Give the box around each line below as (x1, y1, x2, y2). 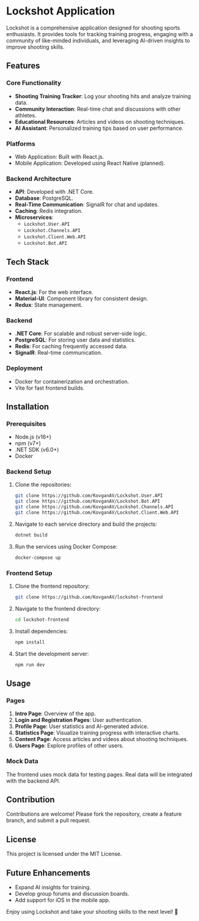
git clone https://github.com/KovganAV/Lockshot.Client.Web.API (14, 510, 179, 516)
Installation (6, 401, 49, 411)
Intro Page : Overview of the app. (14, 710, 97, 717)
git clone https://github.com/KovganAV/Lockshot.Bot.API (14, 498, 161, 505)
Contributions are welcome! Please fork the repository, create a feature (6, 810, 182, 818)
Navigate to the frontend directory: (14, 605, 101, 612)
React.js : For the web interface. (14, 288, 94, 295)
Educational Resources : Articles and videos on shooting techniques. (14, 118, 186, 125)
